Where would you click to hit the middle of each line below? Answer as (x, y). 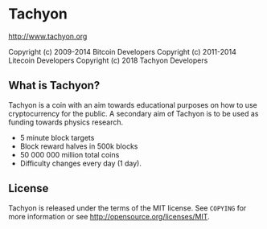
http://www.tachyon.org (48, 36)
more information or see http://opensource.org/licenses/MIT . (109, 216)
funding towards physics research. (66, 122)
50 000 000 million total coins (70, 154)
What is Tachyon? (54, 86)
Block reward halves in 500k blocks (79, 146)
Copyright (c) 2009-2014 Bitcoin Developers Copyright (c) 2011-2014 (123, 51)
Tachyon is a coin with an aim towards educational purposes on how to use (133, 104)
